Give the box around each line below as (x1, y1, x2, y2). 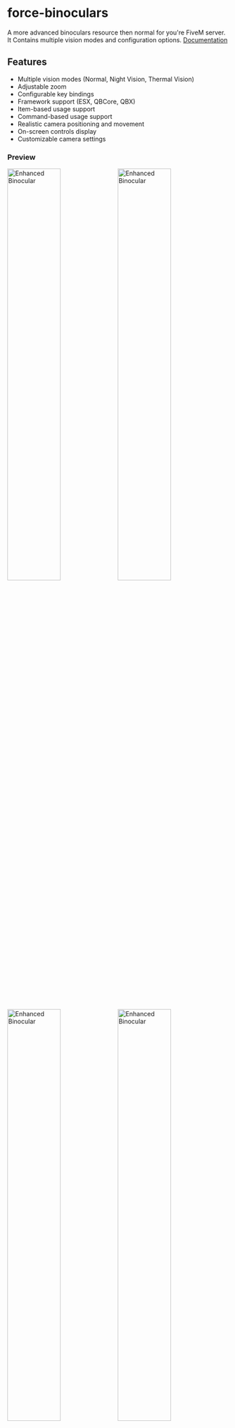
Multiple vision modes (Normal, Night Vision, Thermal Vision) (17, 75, 195, 83)
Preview (7, 152, 36, 162)
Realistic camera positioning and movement (17, 120, 144, 128)
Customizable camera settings (17, 134, 106, 143)
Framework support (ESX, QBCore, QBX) (17, 97, 136, 106)
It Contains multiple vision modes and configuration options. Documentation (7, 35, 228, 44)
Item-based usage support (17, 104, 96, 113)
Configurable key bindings (17, 89, 94, 98)
